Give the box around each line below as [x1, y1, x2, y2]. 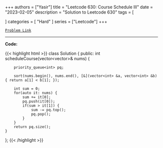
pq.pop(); [31, 112, 51, 116]
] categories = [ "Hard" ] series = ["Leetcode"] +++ [5, 19, 108, 24]
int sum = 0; [14, 86, 40, 91]
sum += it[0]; [22, 95, 51, 99]
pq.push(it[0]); [22, 99, 55, 104]
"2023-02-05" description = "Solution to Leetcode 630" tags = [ [5, 9, 134, 15]
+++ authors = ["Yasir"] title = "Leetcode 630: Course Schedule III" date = [5, 4, 153, 10]
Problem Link [5, 28, 32, 33]
